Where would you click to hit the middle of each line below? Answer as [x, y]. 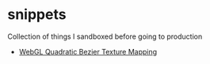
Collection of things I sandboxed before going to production [105, 36]
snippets [37, 15]
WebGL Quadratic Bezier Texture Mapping [88, 51]
